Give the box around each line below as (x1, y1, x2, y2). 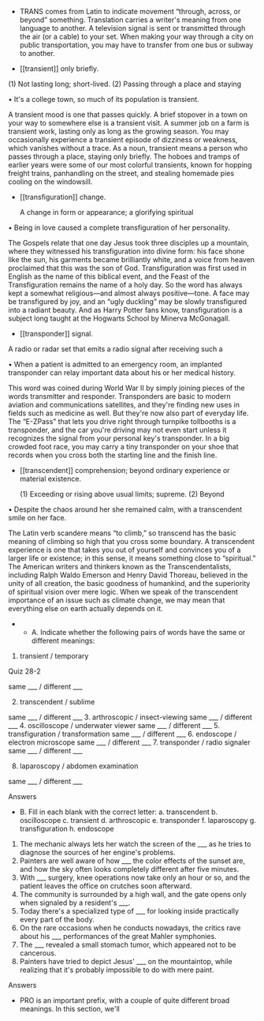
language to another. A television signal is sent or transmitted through (19, 24, 246, 32)
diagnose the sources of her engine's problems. (19, 848, 176, 857)
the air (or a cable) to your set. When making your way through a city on (19, 32, 254, 41)
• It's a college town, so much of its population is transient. (8, 95, 199, 103)
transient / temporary (19, 651, 89, 660)
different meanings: (31, 636, 95, 645)
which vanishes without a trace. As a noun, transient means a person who (8, 144, 248, 152)
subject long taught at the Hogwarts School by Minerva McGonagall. (8, 313, 231, 323)
